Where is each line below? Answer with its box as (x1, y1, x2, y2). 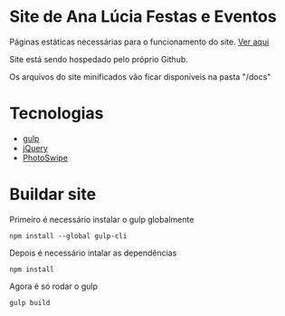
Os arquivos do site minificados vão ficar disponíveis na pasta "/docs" (9, 71, 271, 82)
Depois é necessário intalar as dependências (9, 247, 177, 258)
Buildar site (9, 184, 97, 205)
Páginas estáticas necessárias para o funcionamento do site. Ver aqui (9, 36, 270, 47)
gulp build (9, 298, 51, 307)
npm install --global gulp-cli (9, 231, 128, 241)
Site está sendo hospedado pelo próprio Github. (9, 53, 188, 64)
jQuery (22, 142, 48, 153)
